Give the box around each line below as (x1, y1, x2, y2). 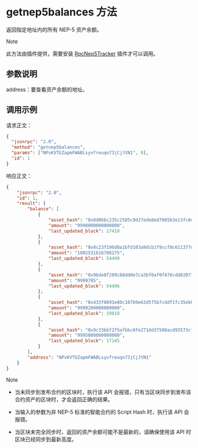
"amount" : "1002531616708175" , (48, 250, 126, 256)
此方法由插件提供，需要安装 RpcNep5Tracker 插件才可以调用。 (6, 50, 159, 57)
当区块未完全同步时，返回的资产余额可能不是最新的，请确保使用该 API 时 (14, 428, 192, 435)
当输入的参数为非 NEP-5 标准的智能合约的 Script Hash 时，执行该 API (14, 408, 183, 415)
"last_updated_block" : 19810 (48, 310, 120, 316)
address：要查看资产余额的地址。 (6, 86, 88, 93)
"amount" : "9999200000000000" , (48, 305, 126, 311)
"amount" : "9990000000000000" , (48, 222, 126, 228)
